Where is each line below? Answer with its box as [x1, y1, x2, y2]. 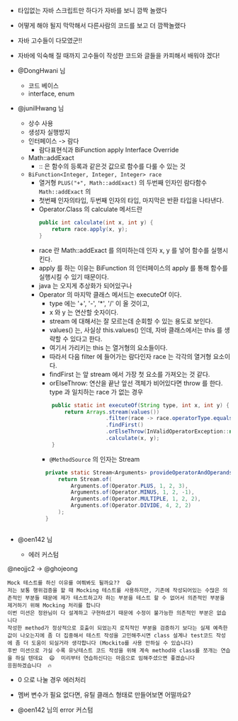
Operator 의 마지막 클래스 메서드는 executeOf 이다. [38, 290, 182, 299]
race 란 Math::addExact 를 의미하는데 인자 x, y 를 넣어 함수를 [38, 246, 210, 254]
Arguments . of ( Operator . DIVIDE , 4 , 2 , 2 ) [70, 502, 192, 509]
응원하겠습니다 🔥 [7, 662, 52, 669]
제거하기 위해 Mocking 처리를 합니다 [7, 601, 101, 609]
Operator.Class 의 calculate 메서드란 [38, 205, 143, 213]
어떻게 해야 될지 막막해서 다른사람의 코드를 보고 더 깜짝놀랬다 [17, 21, 186, 30]
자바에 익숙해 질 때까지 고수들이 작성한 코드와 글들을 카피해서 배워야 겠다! [17, 52, 220, 59]
